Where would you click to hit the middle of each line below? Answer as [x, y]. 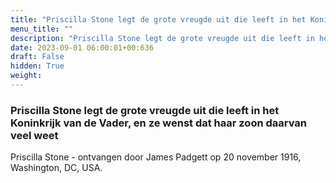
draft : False [37, 57]
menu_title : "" [42, 29]
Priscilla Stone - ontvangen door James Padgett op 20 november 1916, [156, 157]
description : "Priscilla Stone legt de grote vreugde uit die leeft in [162, 38]
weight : [26, 76]
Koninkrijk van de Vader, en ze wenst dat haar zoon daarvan [159, 123]
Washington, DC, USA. [56, 168]
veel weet [34, 135]
